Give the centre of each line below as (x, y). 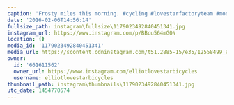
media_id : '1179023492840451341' (56, 46)
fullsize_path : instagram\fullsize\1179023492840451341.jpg (96, 26)
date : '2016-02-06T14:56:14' (49, 20)
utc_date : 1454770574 (39, 90)
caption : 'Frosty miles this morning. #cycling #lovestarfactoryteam (110, 13)
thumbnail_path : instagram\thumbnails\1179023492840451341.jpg (101, 84)
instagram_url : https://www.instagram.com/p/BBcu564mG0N (92, 33)
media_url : (23, 52)
